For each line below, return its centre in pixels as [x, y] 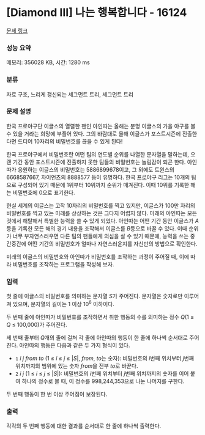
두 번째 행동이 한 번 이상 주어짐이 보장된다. [57, 394]
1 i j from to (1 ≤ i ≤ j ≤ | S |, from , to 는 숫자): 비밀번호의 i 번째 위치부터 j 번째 [105, 358]
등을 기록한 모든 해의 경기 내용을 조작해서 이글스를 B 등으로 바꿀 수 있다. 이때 [97, 228]
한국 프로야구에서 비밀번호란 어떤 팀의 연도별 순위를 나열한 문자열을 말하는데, [98, 154]
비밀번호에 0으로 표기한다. [44, 192]
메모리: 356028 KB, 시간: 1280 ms [48, 62]
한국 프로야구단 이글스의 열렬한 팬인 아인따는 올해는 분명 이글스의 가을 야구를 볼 [101, 126]
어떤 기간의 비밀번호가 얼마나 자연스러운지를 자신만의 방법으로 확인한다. [112, 243]
